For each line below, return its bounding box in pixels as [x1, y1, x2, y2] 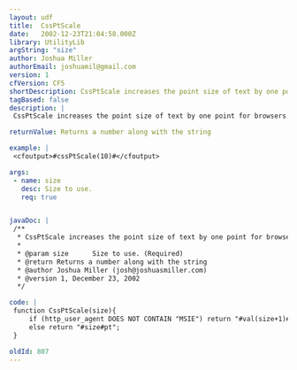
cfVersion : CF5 [9, 79, 65, 88]
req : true [20, 192, 57, 202]
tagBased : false [9, 95, 69, 104]
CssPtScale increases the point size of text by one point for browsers [12, 112, 287, 120]
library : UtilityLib [9, 37, 86, 47]
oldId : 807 [9, 347, 49, 356]
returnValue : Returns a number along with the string [9, 127, 212, 137]
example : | [9, 143, 49, 153]
